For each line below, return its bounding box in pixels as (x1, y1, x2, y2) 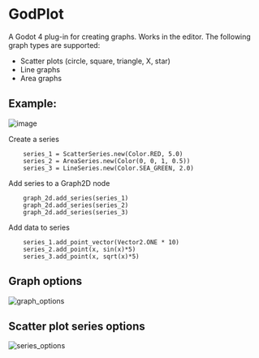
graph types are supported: (8, 40, 101, 50)
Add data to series (8, 222, 71, 232)
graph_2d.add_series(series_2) (23, 201, 129, 209)
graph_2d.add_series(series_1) (23, 194, 129, 202)
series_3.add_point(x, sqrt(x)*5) (23, 252, 140, 261)
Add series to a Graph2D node (8, 178, 110, 188)
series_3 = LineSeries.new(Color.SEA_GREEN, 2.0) (23, 164, 195, 172)
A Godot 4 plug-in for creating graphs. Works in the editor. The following (8, 32, 252, 41)
